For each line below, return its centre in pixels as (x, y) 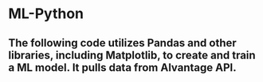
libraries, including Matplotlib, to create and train (132, 55)
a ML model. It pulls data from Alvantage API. (122, 67)
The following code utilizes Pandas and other (122, 43)
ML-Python (46, 14)
